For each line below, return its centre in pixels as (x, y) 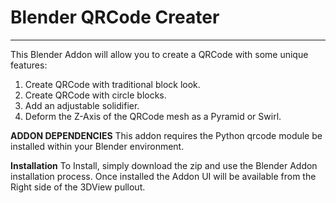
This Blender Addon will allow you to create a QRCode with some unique (159, 54)
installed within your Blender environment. (97, 146)
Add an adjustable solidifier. (82, 105)
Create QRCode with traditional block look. (112, 84)
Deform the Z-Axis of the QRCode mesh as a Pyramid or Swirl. (153, 116)
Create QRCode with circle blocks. (95, 95)
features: (29, 65)
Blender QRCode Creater (115, 17)
